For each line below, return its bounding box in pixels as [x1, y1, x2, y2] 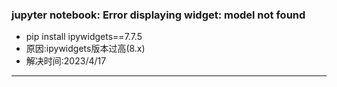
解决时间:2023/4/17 [25, 55, 107, 67]
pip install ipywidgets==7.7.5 [25, 31, 143, 43]
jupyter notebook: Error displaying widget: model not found [11, 8, 306, 22]
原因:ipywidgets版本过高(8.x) [25, 43, 146, 55]
